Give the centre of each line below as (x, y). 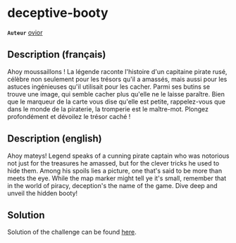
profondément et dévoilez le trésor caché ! (69, 116)
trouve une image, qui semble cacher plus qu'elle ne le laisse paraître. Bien (116, 94)
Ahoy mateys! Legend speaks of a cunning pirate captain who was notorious (118, 156)
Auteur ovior (25, 32)
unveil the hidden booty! (43, 193)
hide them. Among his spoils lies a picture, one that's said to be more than (115, 170)
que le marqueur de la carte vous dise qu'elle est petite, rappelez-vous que (116, 101)
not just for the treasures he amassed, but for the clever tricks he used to (113, 163)
